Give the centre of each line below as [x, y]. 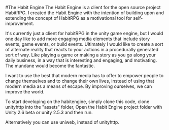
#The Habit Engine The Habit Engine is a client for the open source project [83, 7]
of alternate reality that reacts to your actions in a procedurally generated [82, 50]
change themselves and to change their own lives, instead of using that [80, 81]
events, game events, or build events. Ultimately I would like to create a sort [84, 44]
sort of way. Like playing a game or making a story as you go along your [80, 55]
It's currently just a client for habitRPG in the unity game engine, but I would [84, 33]
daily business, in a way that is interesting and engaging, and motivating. [81, 60]
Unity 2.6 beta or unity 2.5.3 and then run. [49, 112]
